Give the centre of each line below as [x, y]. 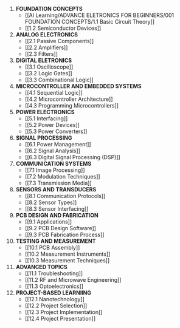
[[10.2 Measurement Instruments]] [67, 254]
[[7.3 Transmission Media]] [58, 183]
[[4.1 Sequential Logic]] [54, 93]
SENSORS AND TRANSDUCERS [56, 190]
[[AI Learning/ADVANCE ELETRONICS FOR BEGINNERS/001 [99, 15]
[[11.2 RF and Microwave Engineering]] [73, 280]
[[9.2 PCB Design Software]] [61, 228]
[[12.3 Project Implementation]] [64, 312]
